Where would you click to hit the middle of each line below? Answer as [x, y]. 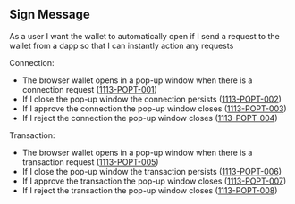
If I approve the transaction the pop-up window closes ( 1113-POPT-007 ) [154, 181]
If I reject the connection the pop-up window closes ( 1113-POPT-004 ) [150, 118]
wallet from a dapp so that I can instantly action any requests [122, 45]
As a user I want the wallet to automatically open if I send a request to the [144, 36]
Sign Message [50, 15]
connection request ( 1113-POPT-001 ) [90, 89]
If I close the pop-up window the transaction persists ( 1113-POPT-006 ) [152, 171]
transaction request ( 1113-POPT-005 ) [90, 162]
